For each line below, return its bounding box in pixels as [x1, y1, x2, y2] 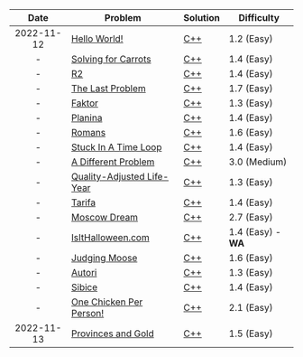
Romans [70, 127, 106, 138]
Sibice [70, 281, 98, 293]
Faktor [70, 97, 99, 109]
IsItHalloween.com [70, 231, 151, 243]
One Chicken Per [70, 296, 143, 308]
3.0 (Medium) [228, 155, 288, 168]
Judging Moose [70, 252, 138, 264]
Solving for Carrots [70, 53, 151, 65]
